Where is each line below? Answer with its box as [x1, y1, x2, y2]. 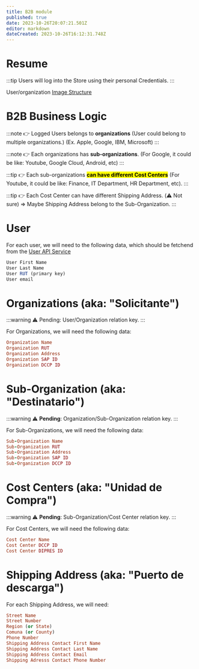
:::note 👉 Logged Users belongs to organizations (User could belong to [6, 130, 186, 137]
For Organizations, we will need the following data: [6, 328, 132, 335]
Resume [6, 57, 48, 71]
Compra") [6, 493, 57, 507]
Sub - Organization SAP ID [6, 455, 69, 461]
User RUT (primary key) [6, 270, 66, 276]
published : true [6, 14, 47, 20]
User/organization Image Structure [6, 88, 92, 96]
